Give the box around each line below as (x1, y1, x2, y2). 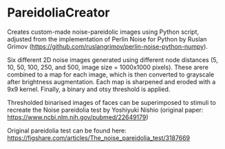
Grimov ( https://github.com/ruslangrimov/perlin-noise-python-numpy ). (7, 42, 208, 50)
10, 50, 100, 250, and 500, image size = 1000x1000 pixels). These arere (7, 63, 208, 71)
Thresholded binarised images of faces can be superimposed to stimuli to (7, 98, 217, 106)
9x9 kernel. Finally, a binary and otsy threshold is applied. (7, 85, 171, 93)
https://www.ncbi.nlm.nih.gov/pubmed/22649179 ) (7, 112, 149, 121)
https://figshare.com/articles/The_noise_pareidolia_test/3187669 (7, 133, 191, 142)
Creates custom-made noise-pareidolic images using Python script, (7, 28, 200, 36)
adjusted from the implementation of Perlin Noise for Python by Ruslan (7, 34, 207, 43)
